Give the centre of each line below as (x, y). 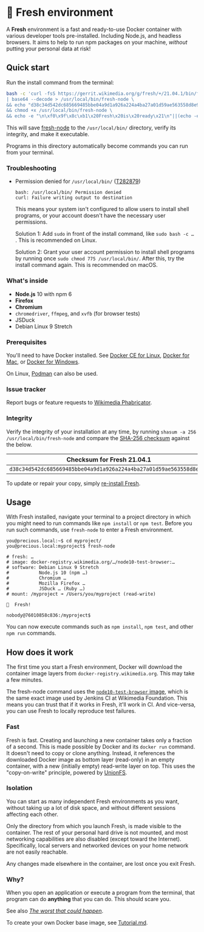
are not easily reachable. (37, 852)
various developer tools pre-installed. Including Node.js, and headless (94, 35)
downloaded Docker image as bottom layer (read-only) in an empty (90, 759)
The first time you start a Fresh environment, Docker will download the (94, 667)
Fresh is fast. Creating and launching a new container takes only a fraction (99, 740)
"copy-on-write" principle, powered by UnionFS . (67, 772)
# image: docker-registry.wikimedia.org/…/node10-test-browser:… (90, 562)
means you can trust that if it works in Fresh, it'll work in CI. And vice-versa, (101, 705)
